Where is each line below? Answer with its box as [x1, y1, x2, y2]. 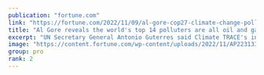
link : [8, 19, 26, 27]
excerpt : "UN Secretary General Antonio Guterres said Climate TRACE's [8, 33, 247, 41]
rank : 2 [8, 55, 34, 63]
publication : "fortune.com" [8, 11, 101, 20]
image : [8, 41, 30, 48]
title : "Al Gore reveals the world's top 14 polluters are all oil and [8, 26, 247, 34]
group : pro [8, 48, 44, 55]
